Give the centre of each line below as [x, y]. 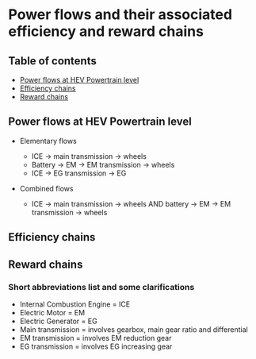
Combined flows [46, 188]
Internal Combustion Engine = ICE [75, 304]
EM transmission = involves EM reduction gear [96, 338]
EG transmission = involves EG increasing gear [96, 346]
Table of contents [52, 61]
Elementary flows [48, 141]
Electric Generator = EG [58, 321]
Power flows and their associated [120, 15]
